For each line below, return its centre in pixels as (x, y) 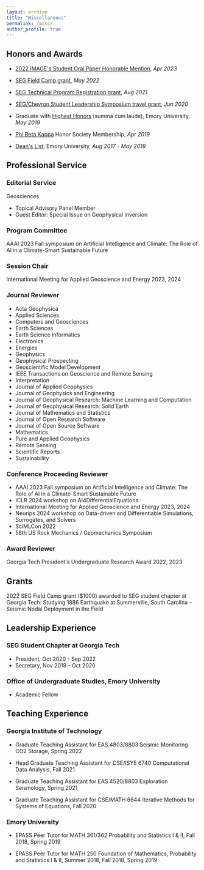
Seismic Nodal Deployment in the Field (55, 609)
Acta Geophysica (37, 308)
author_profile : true (34, 29)
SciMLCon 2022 (35, 526)
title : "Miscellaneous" (37, 18)
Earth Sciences (34, 328)
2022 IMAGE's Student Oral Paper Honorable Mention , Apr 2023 (96, 69)
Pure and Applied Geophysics (52, 439)
